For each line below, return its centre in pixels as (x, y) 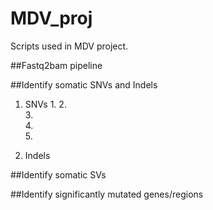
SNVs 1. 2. (45, 104)
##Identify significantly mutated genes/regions (107, 194)
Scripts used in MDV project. (69, 46)
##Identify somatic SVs (58, 174)
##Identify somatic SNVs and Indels (84, 84)
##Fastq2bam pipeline (56, 65)
